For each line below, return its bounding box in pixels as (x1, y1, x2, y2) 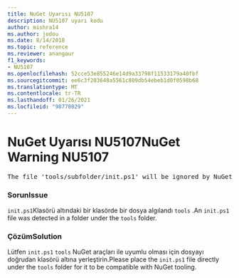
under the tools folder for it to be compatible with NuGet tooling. (7, 263, 197, 272)
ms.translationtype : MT (7, 83, 78, 91)
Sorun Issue (7, 190, 48, 200)
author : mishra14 (7, 24, 59, 31)
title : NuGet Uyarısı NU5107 (7, 10, 94, 18)
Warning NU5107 (7, 149, 110, 165)
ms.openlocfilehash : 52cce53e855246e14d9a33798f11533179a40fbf (7, 70, 199, 77)
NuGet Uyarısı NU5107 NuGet (7, 134, 181, 150)
